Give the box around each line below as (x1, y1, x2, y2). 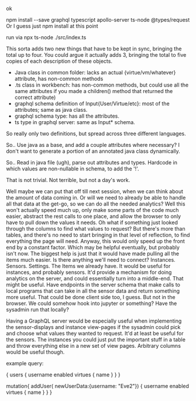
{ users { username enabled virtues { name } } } (6, 371, 121, 378)
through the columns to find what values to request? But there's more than (6, 225, 185, 232)
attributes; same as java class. (14, 107, 88, 113)
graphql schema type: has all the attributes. (14, 112, 120, 119)
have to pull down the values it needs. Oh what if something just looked (6, 219, 178, 226)
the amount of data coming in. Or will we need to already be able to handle (6, 194, 186, 201)
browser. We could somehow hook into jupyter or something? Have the (6, 300, 177, 307)
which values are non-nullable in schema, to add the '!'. (6, 165, 139, 172)
